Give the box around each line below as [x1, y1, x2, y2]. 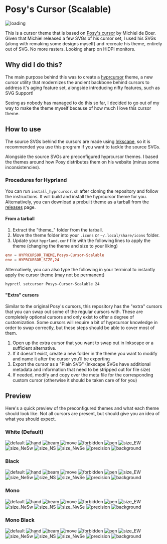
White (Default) [5, 428, 44, 435]
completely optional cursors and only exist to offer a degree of [5, 314, 134, 320]
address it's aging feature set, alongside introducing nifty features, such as [5, 85, 160, 91]
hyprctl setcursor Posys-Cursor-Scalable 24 [5, 281, 100, 286]
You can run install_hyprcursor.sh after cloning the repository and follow [5, 188, 159, 194]
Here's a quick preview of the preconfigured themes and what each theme [5, 405, 159, 411]
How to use [5, 125, 41, 134]
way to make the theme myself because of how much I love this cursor [5, 105, 151, 111]
